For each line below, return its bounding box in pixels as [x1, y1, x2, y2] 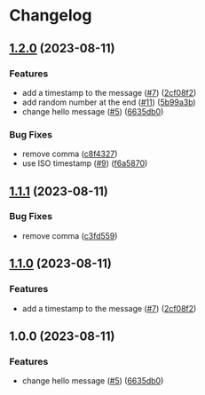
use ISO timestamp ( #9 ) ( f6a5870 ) [21, 158, 148, 169]
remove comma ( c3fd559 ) [21, 230, 118, 241]
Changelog [9, 5, 92, 26]
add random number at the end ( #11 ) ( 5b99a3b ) [21, 97, 197, 107]
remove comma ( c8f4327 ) [21, 148, 118, 160]
